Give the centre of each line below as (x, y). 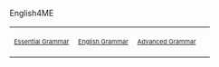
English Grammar (103, 42)
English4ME (32, 13)
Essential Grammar (42, 42)
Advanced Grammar (167, 42)
